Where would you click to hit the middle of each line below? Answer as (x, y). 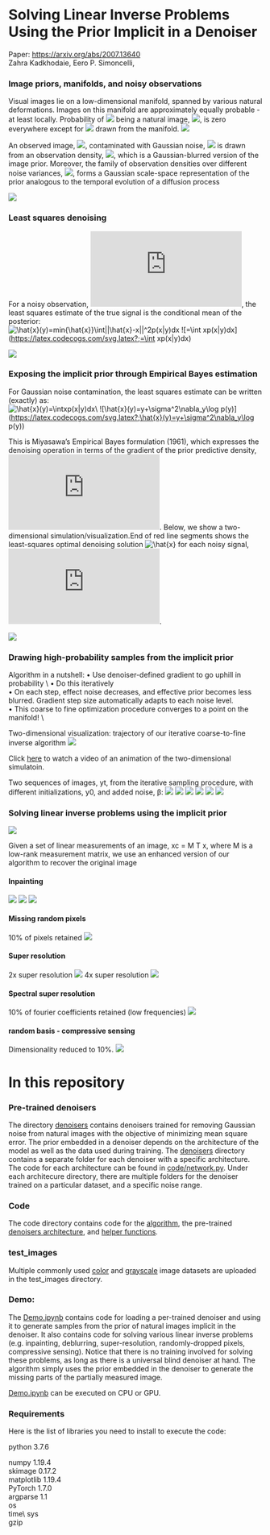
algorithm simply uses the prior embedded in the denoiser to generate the (131, 1368)
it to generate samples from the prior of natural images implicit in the (122, 1325)
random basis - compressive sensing (72, 1031)
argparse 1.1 (28, 1497)
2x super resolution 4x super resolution (79, 975)
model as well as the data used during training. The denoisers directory (127, 1151)
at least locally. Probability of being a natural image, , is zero (117, 119)
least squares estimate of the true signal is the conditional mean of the (125, 313)
